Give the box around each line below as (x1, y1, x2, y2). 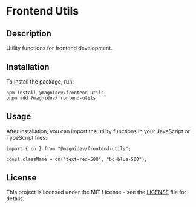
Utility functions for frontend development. (6, 44, 113, 51)
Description (6, 28, 51, 39)
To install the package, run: (6, 77, 74, 85)
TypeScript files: (6, 134, 47, 141)
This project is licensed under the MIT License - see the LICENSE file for (6, 189, 186, 196)
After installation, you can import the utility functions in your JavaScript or (6, 127, 191, 134)
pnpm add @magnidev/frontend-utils (6, 95, 96, 101)
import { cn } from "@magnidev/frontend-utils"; (6, 145, 131, 152)
